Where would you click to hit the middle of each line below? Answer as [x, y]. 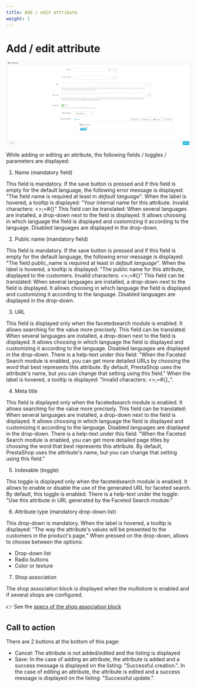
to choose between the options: [45, 542]
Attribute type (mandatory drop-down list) [65, 512]
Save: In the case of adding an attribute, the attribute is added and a [97, 659]
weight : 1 [18, 19]
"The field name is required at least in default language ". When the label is [96, 197]
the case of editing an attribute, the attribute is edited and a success [97, 672]
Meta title [26, 391]
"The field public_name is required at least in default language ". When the [96, 263]
